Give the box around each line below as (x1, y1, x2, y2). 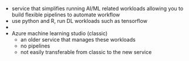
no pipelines (20, 42, 50, 49)
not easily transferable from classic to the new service (20, 49, 152, 55)
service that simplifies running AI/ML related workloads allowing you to (11, 5, 184, 12)
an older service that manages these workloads (20, 36, 136, 43)
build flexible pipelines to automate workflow (11, 11, 120, 18)
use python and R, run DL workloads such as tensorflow (11, 18, 148, 24)
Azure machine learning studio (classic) (11, 30, 108, 37)
